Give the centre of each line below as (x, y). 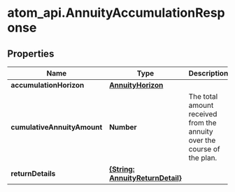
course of (204, 149)
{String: (122, 169)
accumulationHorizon (48, 85)
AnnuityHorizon (136, 85)
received (203, 114)
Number (123, 127)
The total (203, 96)
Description (208, 73)
